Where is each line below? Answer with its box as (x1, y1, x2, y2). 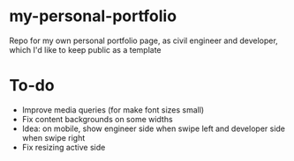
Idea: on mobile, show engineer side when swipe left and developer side (21, 123, 285, 134)
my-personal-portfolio (9, 6, 177, 26)
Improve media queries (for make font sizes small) (21, 104, 205, 115)
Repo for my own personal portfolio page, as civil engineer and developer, (9, 35, 278, 46)
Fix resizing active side (21, 142, 106, 152)
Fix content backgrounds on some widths (21, 113, 174, 124)
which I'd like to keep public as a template (9, 44, 162, 55)
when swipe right (21, 132, 86, 143)
